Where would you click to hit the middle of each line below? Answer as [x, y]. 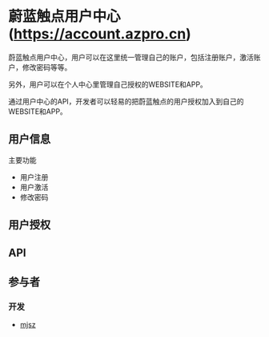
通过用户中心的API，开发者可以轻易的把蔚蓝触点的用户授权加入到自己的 [126, 101]
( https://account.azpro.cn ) [100, 34]
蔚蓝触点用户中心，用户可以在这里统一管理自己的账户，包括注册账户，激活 [131, 57]
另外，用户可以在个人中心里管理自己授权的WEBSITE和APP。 [108, 84]
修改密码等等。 [47, 67]
